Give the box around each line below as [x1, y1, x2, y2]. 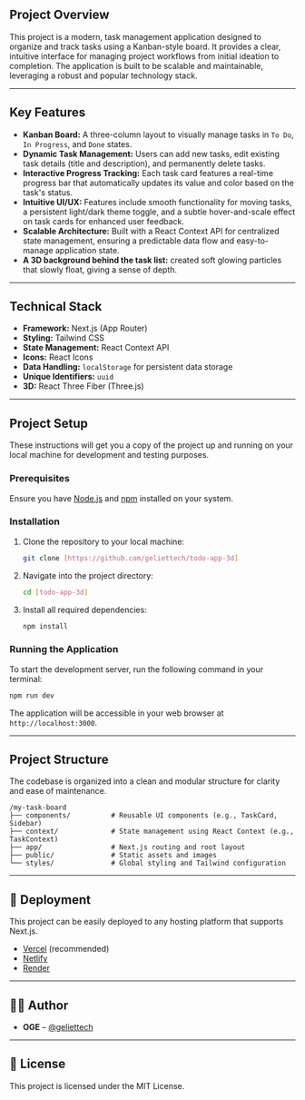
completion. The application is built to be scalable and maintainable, [9, 60, 264, 71]
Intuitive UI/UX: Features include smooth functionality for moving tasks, [22, 196, 292, 207]
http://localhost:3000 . [9, 717, 98, 728]
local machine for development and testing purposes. [9, 450, 210, 461]
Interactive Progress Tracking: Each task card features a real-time [22, 167, 274, 178]
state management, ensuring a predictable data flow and [22, 235, 234, 246]
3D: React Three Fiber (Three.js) [22, 381, 144, 391]
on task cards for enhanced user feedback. [22, 215, 184, 226]
